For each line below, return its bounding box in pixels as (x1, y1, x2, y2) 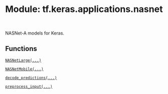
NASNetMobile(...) (5, 66, 44, 71)
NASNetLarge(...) (5, 57, 42, 63)
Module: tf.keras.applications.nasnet (5, 3, 163, 15)
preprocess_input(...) (5, 84, 53, 89)
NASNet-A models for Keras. (5, 30, 64, 36)
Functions (5, 44, 38, 53)
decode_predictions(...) (5, 75, 57, 80)
